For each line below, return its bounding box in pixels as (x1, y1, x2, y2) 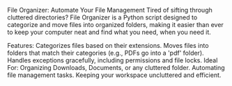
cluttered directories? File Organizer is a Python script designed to (7, 13, 198, 21)
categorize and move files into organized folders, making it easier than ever (7, 21, 224, 28)
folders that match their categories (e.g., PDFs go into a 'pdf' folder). (7, 49, 204, 57)
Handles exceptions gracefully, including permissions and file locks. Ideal (7, 56, 218, 64)
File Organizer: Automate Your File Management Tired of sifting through (7, 6, 212, 14)
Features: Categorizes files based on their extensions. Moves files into (7, 42, 209, 49)
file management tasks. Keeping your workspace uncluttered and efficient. (7, 71, 222, 79)
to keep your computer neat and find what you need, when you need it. (7, 28, 211, 36)
